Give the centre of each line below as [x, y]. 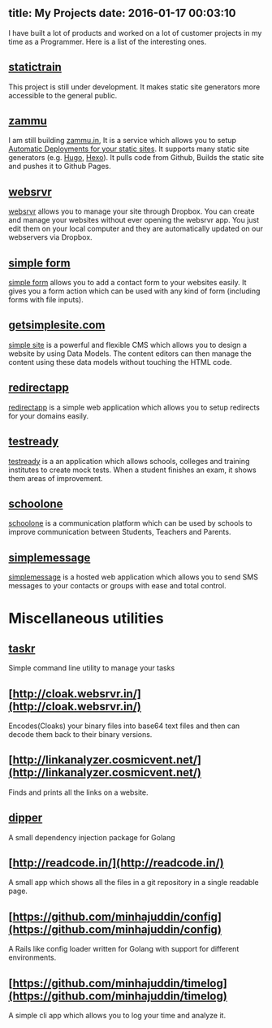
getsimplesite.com [57, 325]
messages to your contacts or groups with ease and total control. [117, 586]
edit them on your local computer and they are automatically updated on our [136, 229]
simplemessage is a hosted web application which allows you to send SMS [133, 577]
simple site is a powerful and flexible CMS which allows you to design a [128, 345]
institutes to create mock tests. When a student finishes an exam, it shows [133, 470]
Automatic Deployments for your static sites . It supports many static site [129, 149]
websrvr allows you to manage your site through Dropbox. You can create [132, 211]
